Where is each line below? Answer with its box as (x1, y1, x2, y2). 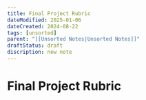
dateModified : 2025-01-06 (7, 17, 81, 23)
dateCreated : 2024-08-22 (7, 23, 79, 30)
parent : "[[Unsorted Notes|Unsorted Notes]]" (7, 36, 140, 43)
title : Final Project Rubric (7, 10, 91, 17)
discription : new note (7, 49, 72, 56)
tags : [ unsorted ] (7, 29, 57, 37)
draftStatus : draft (7, 42, 63, 49)
